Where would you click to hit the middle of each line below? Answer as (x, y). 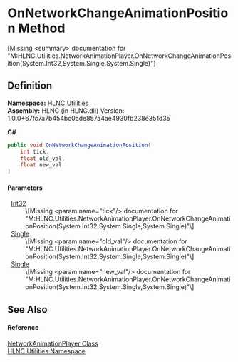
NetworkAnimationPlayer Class (53, 343)
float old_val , (43, 159)
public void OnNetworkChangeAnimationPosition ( (79, 145)
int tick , (35, 151)
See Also (27, 310)
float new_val (41, 165)
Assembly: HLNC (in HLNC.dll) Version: (66, 110)
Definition (30, 86)
